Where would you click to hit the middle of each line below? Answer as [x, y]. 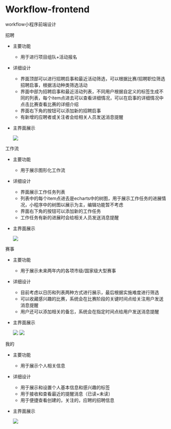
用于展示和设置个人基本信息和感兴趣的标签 [65, 387]
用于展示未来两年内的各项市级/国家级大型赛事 [68, 270]
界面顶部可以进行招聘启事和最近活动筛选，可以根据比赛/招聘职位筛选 [93, 78]
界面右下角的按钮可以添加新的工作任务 [60, 211]
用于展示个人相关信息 [43, 366]
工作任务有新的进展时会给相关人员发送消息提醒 [69, 217]
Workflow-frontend [47, 9]
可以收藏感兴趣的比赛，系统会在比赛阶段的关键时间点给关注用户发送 [92, 298]
